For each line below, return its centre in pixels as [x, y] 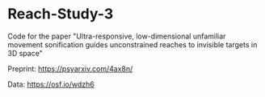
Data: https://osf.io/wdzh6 [51, 84]
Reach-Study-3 [61, 14]
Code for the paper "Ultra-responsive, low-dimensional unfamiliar [117, 36]
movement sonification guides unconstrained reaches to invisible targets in [132, 44]
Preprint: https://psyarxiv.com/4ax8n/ [70, 68]
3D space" [25, 53]
